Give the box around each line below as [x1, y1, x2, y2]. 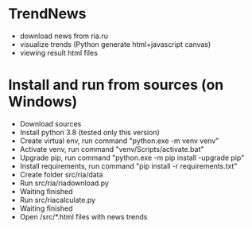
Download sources [19, 118, 82, 128]
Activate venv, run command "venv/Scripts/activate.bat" [19, 144, 204, 153]
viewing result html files [19, 48, 98, 57]
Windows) [8, 93, 78, 111]
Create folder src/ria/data [19, 169, 103, 179]
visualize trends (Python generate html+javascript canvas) [19, 39, 211, 49]
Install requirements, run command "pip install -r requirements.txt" [19, 161, 238, 171]
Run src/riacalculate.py [19, 195, 96, 204]
